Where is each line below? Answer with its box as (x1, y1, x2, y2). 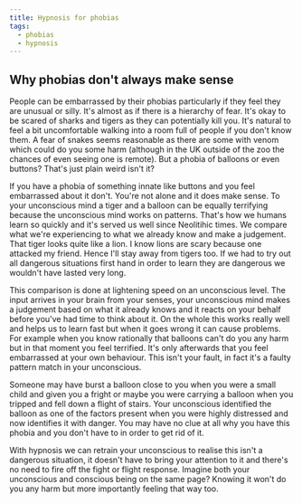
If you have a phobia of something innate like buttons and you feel (9, 181, 256, 192)
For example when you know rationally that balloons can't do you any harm (9, 333, 289, 344)
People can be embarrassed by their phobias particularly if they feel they (9, 96, 281, 107)
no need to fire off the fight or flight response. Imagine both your (9, 464, 250, 475)
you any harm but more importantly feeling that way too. (9, 483, 219, 494)
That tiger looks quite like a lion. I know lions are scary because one (9, 239, 262, 250)
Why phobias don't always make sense (9, 71, 234, 87)
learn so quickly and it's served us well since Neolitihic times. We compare (9, 219, 288, 231)
